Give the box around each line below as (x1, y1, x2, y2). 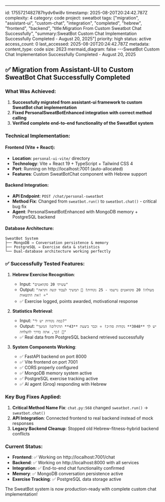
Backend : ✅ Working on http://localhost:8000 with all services (12, 460, 139, 466)
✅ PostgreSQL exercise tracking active (19, 375, 98, 381)
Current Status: (5, 443, 43, 449)
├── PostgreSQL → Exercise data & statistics (5, 245, 100, 250)
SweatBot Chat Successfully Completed (5, 73, 131, 81)
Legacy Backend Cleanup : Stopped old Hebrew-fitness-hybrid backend (12, 425, 159, 431)
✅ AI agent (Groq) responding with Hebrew (19, 381, 107, 387)
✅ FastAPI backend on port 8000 (19, 353, 87, 359)
